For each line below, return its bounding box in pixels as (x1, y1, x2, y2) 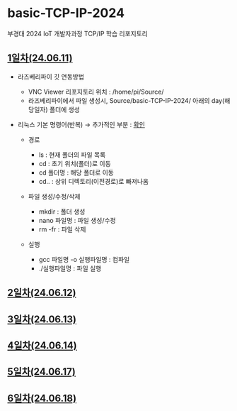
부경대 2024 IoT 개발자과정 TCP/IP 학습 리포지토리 (7, 29, 149, 38)
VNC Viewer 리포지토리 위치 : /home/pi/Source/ (28, 87, 164, 96)
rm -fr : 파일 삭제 (38, 225, 86, 234)
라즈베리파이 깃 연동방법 (17, 72, 85, 81)
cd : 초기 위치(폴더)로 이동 (38, 159, 111, 168)
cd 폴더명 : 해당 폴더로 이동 (38, 168, 115, 177)
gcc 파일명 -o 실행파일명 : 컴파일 (38, 255, 130, 263)
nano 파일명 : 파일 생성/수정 (38, 216, 116, 224)
